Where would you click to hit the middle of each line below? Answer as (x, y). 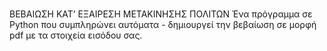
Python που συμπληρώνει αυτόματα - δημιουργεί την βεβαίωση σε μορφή (163, 25)
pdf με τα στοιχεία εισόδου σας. (76, 35)
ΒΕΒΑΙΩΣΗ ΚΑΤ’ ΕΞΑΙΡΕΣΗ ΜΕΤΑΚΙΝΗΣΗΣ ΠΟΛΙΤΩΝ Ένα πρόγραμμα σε (161, 14)
